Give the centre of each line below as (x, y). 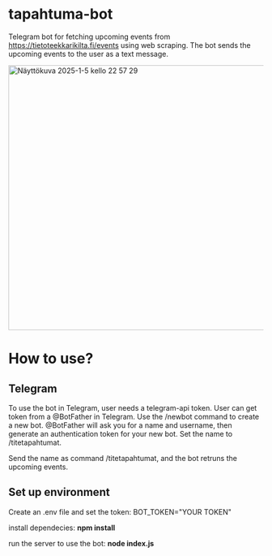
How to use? (51, 359)
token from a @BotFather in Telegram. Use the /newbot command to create (134, 416)
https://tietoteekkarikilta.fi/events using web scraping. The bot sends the (130, 45)
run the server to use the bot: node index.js (81, 543)
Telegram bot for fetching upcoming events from (89, 37)
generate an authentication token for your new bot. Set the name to (121, 433)
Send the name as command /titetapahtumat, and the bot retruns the (123, 458)
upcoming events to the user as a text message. (88, 54)
